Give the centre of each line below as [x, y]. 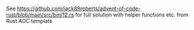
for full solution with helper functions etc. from [132, 15]
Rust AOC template [29, 21]
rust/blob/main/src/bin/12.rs [40, 15]
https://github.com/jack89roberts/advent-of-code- [79, 9]
